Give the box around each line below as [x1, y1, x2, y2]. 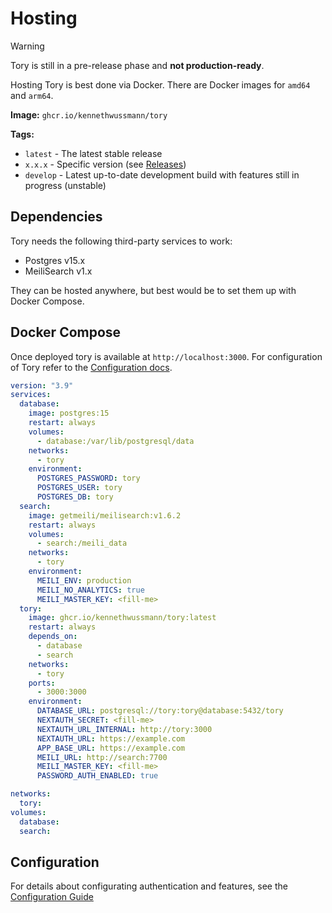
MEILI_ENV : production [36, 575, 132, 586]
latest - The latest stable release [24, 147, 163, 159]
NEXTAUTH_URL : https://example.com [36, 733, 186, 744]
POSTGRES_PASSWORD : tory [36, 473, 141, 484]
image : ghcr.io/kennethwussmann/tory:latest [28, 613, 217, 623]
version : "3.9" [10, 380, 74, 391]
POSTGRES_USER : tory [36, 483, 123, 493]
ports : [28, 678, 56, 688]
